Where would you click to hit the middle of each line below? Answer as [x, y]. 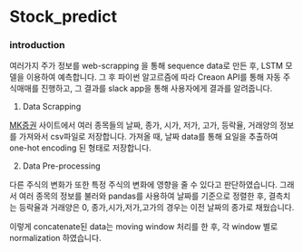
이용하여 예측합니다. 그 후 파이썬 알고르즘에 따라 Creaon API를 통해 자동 [153, 77]
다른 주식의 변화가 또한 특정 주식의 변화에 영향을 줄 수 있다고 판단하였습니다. [144, 185]
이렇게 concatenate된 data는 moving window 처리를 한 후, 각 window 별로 [144, 227]
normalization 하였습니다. [55, 238]
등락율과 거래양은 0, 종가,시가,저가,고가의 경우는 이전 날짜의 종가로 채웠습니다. [156, 208]
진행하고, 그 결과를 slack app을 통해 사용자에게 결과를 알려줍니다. [156, 89]
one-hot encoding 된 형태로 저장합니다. [80, 148]
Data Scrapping [52, 107]
